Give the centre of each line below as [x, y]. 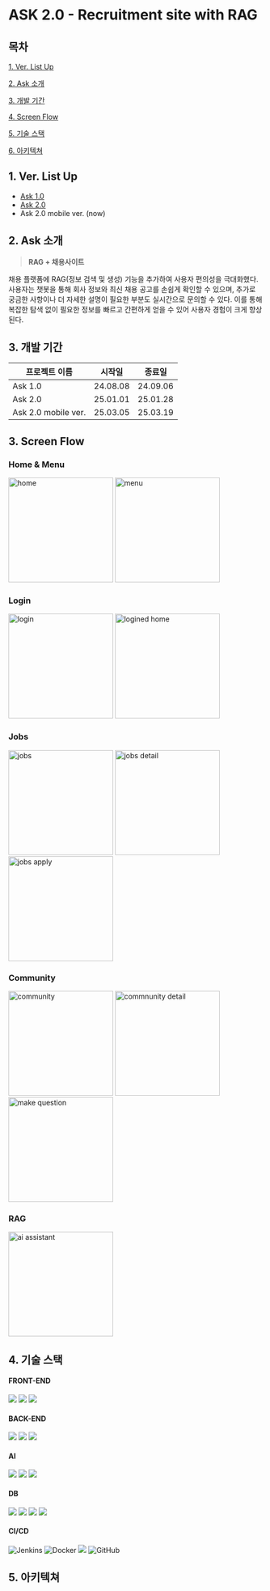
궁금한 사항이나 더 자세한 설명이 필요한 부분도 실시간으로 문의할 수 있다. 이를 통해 [135, 299]
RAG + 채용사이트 [56, 261]
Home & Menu [37, 465]
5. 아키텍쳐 [34, 1578]
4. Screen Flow [34, 117]
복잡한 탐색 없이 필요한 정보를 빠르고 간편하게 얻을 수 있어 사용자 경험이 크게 [128, 309]
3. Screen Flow [46, 441]
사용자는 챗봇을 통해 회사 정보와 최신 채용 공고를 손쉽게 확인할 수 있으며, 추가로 [132, 289]
